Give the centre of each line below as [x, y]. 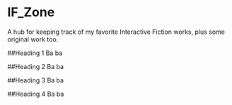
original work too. [33, 39]
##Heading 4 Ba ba [36, 94]
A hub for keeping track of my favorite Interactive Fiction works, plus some [116, 32]
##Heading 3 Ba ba [36, 80]
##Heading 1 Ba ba [35, 53]
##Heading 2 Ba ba [36, 66]
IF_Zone [31, 12]
